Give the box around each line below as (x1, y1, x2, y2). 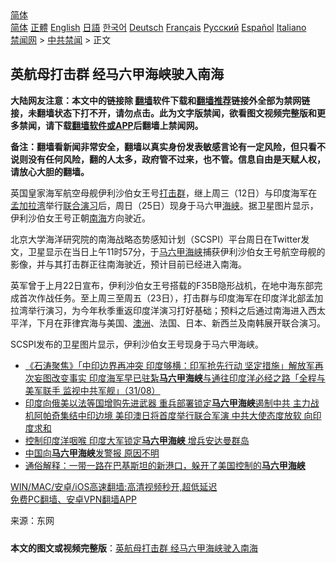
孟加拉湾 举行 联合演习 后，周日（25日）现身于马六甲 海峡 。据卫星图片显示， (10, 199, 319, 211)
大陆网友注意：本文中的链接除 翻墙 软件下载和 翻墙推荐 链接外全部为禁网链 (10, 94, 311, 106)
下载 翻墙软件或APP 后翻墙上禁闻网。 (53, 119, 204, 131)
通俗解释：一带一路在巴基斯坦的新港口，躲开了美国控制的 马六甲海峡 (24, 459, 306, 471)
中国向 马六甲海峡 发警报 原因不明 (24, 447, 160, 459)
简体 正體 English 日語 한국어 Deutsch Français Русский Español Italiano (10, 22, 307, 33)
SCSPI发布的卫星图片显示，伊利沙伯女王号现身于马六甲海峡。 (10, 338, 264, 350)
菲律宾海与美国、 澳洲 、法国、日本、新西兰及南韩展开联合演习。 (62, 317, 326, 329)
